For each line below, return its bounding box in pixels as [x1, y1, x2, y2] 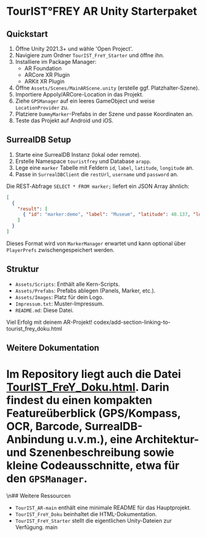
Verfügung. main [15, 523, 58, 531]
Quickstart [6, 29, 48, 39]
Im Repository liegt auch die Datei [6, 367, 181, 382]
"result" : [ [17, 206, 48, 212]
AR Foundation [24, 65, 62, 72]
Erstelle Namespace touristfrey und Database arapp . [15, 157, 151, 165]
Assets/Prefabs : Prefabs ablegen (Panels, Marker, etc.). [15, 287, 156, 294]
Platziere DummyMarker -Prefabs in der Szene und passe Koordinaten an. [15, 111, 194, 117]
